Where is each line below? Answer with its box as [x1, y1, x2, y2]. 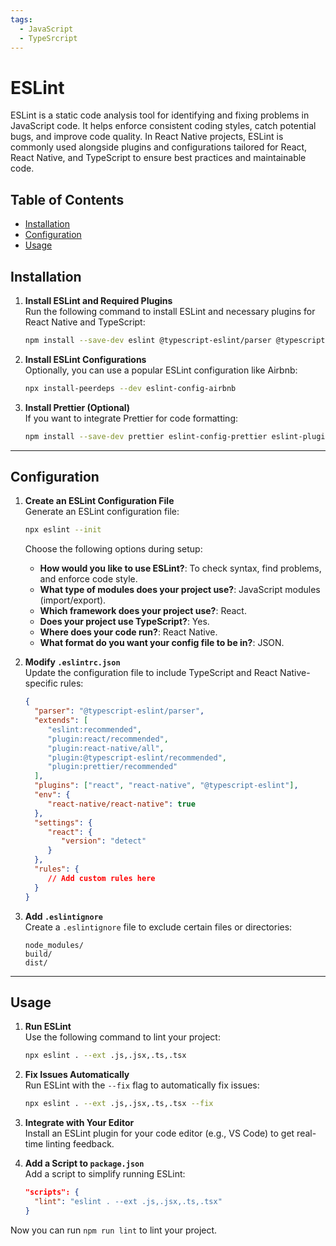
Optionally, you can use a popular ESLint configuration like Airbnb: [24, 364, 298, 376]
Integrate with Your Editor [24, 1117, 135, 1129]
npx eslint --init [24, 525, 102, 535]
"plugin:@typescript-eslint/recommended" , [47, 752, 227, 763]
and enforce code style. [39, 573, 138, 585]
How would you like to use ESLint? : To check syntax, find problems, [39, 562, 322, 575]
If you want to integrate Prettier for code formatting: [24, 412, 239, 424]
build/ [24, 949, 53, 959]
